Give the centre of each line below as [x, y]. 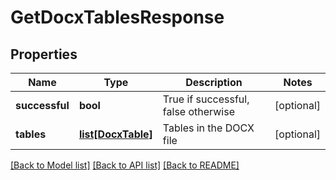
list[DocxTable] [115, 134]
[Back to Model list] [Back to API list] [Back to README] [125, 165]
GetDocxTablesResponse [117, 17]
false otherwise [198, 111]
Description [214, 82]
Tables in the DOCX [208, 128]
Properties [44, 54]
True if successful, [206, 99]
